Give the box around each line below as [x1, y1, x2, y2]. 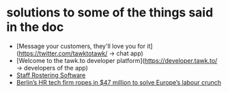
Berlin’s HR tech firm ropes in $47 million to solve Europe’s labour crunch [16, 78, 222, 86]
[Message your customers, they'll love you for [16, 42, 146, 50]
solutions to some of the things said [6, 5, 214, 21]
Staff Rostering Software [16, 70, 86, 79]
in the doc [6, 19, 64, 35]
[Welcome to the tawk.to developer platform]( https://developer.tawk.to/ [16, 56, 218, 64]
